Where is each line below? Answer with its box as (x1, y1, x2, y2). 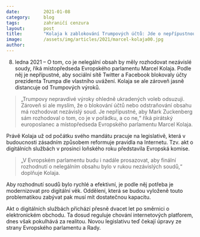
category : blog (6, 14, 55, 20)
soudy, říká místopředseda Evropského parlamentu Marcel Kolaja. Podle (14, 64, 192, 72)
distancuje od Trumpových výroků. (14, 84, 101, 91)
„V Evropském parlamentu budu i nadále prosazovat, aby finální (20, 156, 177, 164)
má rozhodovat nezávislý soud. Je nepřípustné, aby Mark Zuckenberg (20, 108, 193, 115)
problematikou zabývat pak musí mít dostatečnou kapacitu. (6, 193, 151, 201)
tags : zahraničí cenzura (6, 20, 89, 26)
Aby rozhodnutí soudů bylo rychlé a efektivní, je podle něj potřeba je (6, 180, 174, 188)
